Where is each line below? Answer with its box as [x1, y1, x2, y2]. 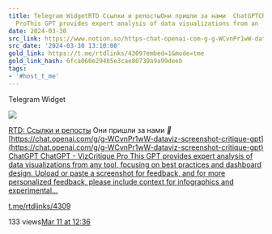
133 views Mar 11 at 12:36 [8, 216, 91, 227]
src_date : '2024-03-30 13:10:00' [8, 42, 121, 50]
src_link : [8, 34, 42, 43]
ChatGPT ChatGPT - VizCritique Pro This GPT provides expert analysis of [8, 151, 253, 160]
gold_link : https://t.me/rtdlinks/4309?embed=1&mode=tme [8, 49, 205, 57]
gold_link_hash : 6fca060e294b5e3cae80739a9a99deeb [8, 57, 183, 66]
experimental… [8, 185, 58, 195]
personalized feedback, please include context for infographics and [8, 177, 234, 186]
